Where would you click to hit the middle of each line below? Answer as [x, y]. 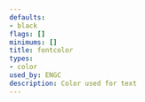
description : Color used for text [73, 83]
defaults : [28, 17]
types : [21, 59]
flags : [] [28, 34]
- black [24, 26]
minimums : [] [33, 42]
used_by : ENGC [36, 75]
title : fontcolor [41, 51]
